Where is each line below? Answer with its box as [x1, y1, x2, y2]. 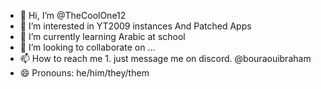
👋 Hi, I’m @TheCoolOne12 [19, 10, 127, 21]
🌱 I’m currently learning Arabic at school [19, 31, 186, 42]
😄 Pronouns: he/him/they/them [19, 67, 150, 79]
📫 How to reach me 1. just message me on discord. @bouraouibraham [19, 53, 312, 64]
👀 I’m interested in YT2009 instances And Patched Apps [19, 20, 252, 32]
